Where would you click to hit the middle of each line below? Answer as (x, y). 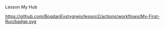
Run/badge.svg (21, 22)
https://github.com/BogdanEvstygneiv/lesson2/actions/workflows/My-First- (82, 16)
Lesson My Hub (21, 7)
